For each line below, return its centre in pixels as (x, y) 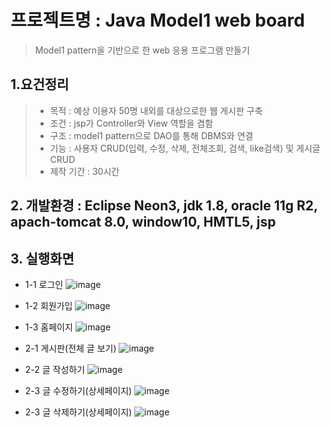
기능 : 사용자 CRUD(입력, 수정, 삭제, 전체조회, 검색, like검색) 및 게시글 (185, 148)
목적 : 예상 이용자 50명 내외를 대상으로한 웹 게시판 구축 (156, 110)
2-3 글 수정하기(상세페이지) (78, 390)
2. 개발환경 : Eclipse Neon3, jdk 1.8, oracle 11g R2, (164, 206)
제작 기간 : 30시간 (84, 171)
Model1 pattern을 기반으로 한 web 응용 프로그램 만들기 (142, 50)
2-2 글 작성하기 (55, 369)
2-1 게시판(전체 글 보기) (70, 348)
